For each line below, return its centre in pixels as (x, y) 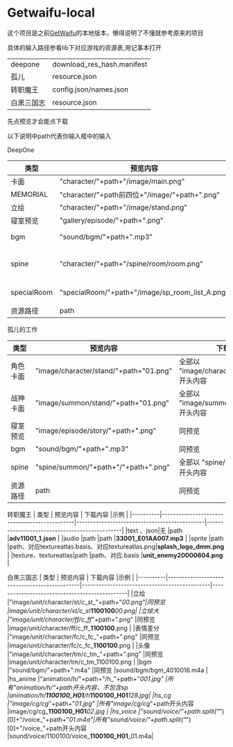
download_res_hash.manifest (100, 64)
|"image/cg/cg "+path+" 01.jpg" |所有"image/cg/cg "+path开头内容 (101, 703)
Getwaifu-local (51, 13)
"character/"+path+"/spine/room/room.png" (131, 264)
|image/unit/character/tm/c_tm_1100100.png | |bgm (80, 662)
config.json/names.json (90, 89)
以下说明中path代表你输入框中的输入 (59, 136)
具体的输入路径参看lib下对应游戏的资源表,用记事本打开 (84, 47)
